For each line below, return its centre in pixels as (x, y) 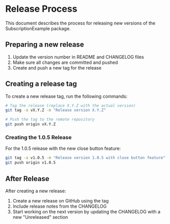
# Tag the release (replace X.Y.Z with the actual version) (71, 105)
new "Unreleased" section (40, 217)
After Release (27, 179)
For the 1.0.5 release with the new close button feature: (63, 148)
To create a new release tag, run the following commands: (66, 96)
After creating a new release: (36, 191)
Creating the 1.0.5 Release (39, 137)
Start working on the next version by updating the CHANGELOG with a (87, 211)
